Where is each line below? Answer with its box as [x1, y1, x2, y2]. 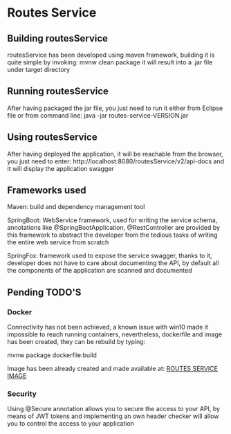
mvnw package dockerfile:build [7, 351, 97, 359]
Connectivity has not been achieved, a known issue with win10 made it [7, 323, 209, 332]
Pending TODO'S [7, 286, 82, 298]
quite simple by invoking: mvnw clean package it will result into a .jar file [7, 58, 213, 66]
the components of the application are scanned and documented [7, 266, 192, 275]
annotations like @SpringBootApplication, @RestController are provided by [7, 224, 220, 232]
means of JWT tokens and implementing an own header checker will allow [7, 412, 219, 420]
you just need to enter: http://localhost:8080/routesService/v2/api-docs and [7, 157, 225, 165]
